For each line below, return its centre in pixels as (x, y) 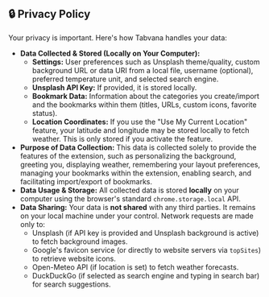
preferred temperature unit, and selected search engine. (125, 79)
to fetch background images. (80, 241)
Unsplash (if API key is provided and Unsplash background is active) (145, 233)
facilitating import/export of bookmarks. (86, 181)
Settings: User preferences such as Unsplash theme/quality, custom (146, 62)
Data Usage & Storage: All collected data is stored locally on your (129, 190)
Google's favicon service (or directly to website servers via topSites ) (147, 250)
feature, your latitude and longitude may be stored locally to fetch (141, 130)
